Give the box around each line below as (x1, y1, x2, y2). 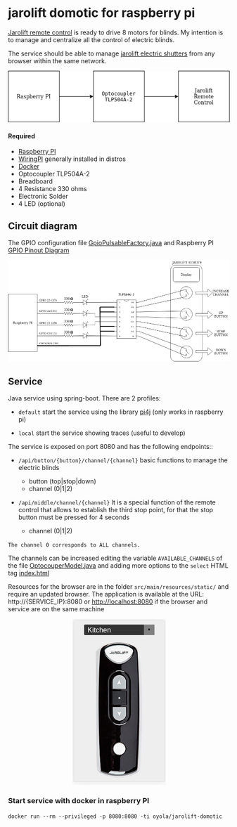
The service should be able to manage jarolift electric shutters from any (8, 49, 215, 58)
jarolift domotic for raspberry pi (8, 5, 196, 21)
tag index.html (8, 568, 50, 577)
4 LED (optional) (18, 200, 66, 208)
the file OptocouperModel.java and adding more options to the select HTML (8, 561, 229, 570)
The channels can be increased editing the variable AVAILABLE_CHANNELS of (8, 554, 223, 562)
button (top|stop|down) (28, 476, 97, 486)
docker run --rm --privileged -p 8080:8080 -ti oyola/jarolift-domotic (8, 813, 222, 820)
